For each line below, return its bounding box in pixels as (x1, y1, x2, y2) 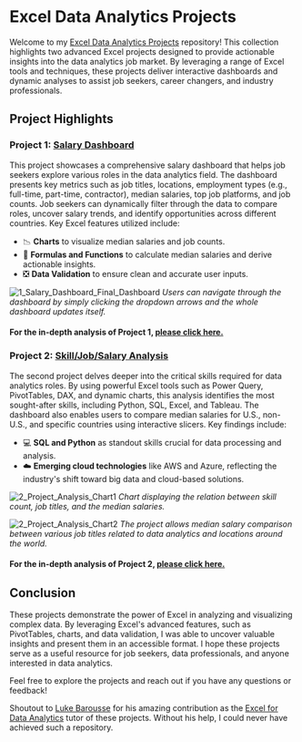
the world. (9, 538, 47, 549)
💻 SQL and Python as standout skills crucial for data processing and (22, 437, 282, 448)
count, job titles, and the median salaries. (9, 500, 166, 511)
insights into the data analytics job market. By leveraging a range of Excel (9, 56, 285, 67)
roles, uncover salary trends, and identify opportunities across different (9, 208, 277, 219)
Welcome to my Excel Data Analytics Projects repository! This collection (9, 36, 279, 47)
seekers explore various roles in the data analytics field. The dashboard (9, 169, 277, 180)
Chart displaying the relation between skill (117, 490, 277, 502)
